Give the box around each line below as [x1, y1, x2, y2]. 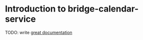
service [5, 13, 36, 25]
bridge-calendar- [67, 3, 139, 14]
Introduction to [5, 3, 66, 14]
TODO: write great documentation [5, 29, 72, 35]
